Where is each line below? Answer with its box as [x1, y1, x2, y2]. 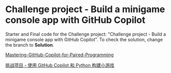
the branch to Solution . [5, 42, 55, 48]
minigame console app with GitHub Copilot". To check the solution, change [5, 36, 163, 43]
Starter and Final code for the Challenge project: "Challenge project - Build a [5, 31, 166, 37]
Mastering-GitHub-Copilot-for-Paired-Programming [5, 52, 114, 58]
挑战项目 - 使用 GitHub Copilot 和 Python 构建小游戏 [5, 62, 115, 68]
